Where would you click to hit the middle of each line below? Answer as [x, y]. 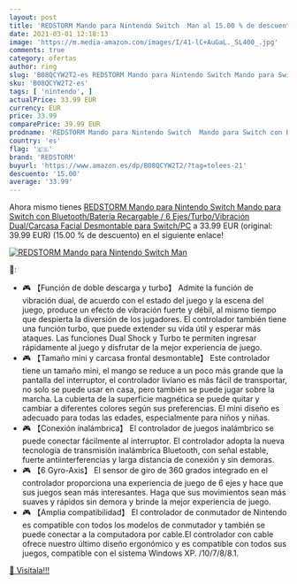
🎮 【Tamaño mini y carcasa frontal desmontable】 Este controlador [146, 358]
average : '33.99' [41, 182]
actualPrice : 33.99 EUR [53, 100]
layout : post [33, 17]
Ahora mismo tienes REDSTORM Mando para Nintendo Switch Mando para [145, 207]
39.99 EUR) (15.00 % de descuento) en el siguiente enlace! [116, 235]
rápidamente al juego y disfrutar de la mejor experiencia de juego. [142, 348]
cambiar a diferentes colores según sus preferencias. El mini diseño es [151, 409]
